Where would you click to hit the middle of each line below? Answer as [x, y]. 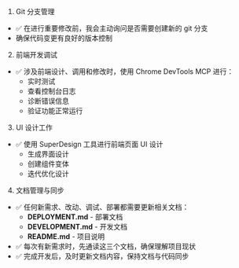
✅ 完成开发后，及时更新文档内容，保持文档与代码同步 [102, 256]
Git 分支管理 [35, 11]
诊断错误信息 [48, 101]
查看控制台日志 [51, 91]
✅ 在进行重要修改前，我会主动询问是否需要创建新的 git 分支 [112, 28]
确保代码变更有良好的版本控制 [64, 38]
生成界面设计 [48, 154]
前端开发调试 [36, 55]
